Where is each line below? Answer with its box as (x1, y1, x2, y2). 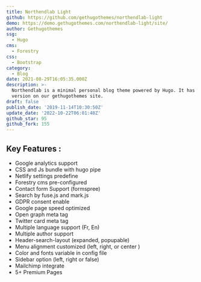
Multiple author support (14, 230, 74, 237)
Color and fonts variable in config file (14, 249, 107, 257)
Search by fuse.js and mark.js (14, 191, 89, 199)
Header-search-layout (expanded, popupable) (14, 236, 130, 243)
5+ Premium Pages (14, 268, 63, 275)
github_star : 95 (6, 115, 47, 121)
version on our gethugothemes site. (11, 93, 104, 99)
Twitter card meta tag (14, 217, 69, 224)
